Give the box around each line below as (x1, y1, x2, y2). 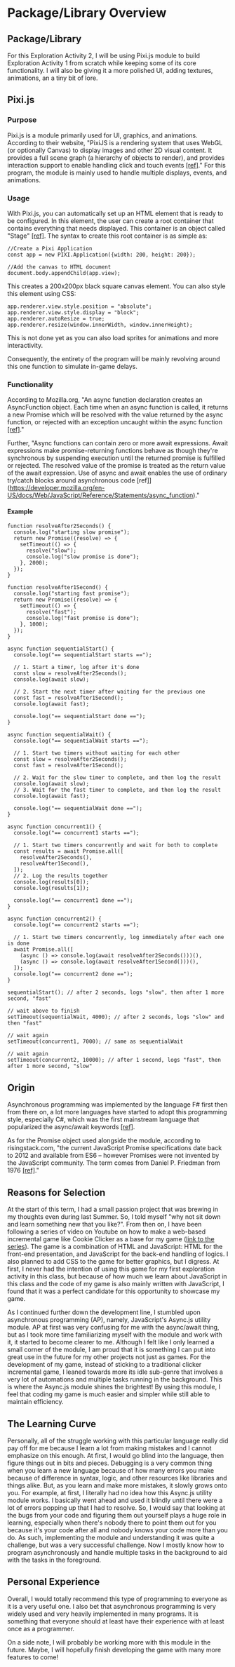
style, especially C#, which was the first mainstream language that (7, 1115, 200, 1123)
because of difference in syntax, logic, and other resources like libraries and (7, 1473, 227, 1482)
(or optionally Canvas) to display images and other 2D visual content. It (7, 146, 213, 154)
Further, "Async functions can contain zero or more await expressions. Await (7, 439, 229, 447)
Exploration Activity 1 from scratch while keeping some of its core (7, 59, 196, 67)
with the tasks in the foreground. (7, 1555, 102, 1564)
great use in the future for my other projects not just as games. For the (7, 1353, 210, 1361)
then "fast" (7, 1020, 42, 1027)
